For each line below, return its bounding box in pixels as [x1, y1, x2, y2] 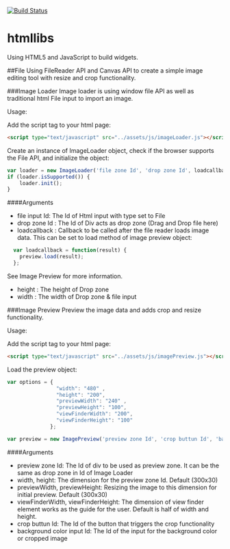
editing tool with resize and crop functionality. [7, 73, 136, 82]
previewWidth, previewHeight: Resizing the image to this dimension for [16, 483, 217, 491]
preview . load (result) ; [19, 254, 84, 260]
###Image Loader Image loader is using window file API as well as [7, 86, 194, 95]
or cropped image [16, 534, 68, 542]
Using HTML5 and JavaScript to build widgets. [7, 53, 139, 61]
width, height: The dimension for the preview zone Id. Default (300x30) [16, 476, 218, 484]
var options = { [7, 378, 53, 385]
